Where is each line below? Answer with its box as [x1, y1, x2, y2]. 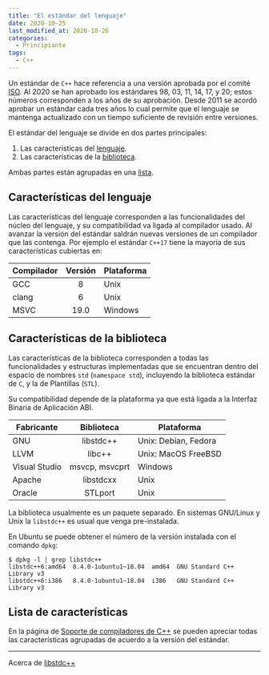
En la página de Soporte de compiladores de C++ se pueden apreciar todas [8, 626, 258, 637]
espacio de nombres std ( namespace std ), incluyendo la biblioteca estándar [8, 370, 255, 380]
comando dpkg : [8, 540, 58, 549]
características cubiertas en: [8, 246, 102, 255]
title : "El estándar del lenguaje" [8, 11, 127, 20]
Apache [12, 474, 42, 485]
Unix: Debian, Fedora [137, 435, 217, 446]
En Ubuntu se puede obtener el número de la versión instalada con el [8, 532, 236, 541]
